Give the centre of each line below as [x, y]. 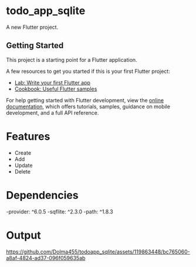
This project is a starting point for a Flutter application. [72, 59]
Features [28, 136]
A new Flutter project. [32, 27]
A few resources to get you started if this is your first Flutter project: [88, 71]
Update [23, 165]
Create [23, 153]
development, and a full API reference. [53, 112]
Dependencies [42, 195]
